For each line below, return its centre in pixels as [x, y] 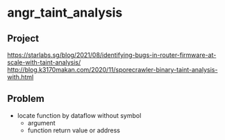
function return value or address [74, 130]
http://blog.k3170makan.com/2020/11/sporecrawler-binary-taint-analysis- [112, 70]
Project [23, 38]
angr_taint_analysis [65, 13]
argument [41, 123]
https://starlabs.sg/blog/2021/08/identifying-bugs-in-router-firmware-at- [112, 55]
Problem [26, 99]
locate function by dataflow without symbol [79, 115]
